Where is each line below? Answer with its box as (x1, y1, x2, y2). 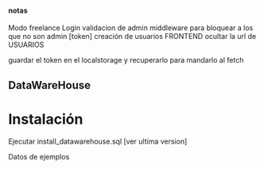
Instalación (8, 110, 83, 128)
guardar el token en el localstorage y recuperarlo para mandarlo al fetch (8, 56, 244, 65)
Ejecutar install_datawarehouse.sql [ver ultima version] (8, 136, 188, 146)
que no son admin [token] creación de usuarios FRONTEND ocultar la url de (8, 32, 257, 41)
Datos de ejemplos (8, 152, 70, 161)
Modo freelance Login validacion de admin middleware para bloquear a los (8, 23, 254, 33)
